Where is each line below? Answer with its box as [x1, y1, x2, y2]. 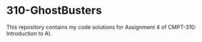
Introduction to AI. [6, 29, 52, 37]
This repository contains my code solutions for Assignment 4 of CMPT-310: [6, 23, 196, 31]
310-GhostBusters [6, 4, 102, 17]
